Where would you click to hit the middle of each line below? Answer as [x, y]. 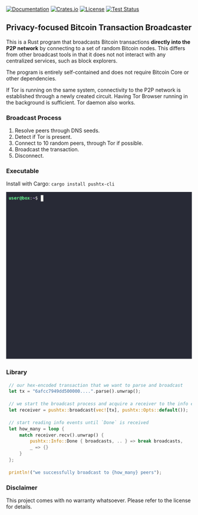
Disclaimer [22, 487]
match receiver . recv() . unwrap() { [62, 435]
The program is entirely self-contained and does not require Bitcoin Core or [98, 72]
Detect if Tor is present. [43, 137]
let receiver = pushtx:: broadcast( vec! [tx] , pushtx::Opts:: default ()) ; [98, 410]
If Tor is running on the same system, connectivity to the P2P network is [93, 90]
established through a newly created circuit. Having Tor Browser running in [97, 96]
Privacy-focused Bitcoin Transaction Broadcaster [99, 27]
